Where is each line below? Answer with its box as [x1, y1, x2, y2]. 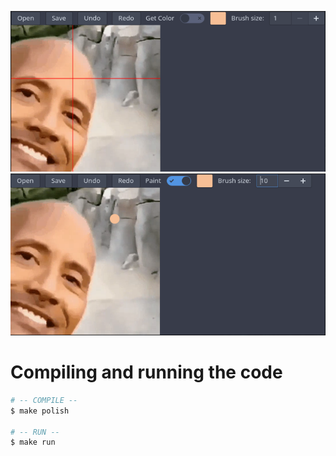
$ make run [10, 437, 56, 448]
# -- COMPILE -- [10, 395, 78, 405]
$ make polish [10, 406, 70, 416]
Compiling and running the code [10, 361, 283, 384]
